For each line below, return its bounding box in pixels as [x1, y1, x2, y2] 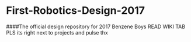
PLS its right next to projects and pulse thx [6, 29, 108, 36]
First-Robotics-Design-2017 [6, 4, 145, 17]
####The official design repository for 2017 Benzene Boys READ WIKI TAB [6, 23, 186, 30]
